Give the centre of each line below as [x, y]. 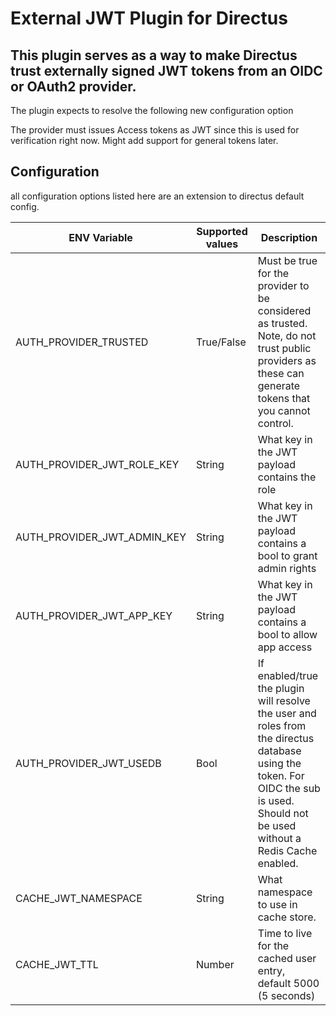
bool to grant [287, 555]
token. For [281, 775]
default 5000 [288, 983]
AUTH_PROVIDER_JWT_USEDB [88, 763]
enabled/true [288, 675]
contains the [287, 477]
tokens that [284, 398]
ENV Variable [100, 237]
